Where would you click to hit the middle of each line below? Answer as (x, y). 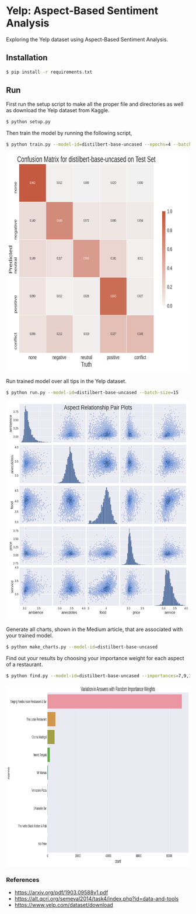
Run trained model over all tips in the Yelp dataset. (66, 381)
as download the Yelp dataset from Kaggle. (58, 111)
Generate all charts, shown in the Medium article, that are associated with (94, 629)
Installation (27, 58)
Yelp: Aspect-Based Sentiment (82, 11)
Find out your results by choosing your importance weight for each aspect (95, 658)
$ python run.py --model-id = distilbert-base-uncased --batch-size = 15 (92, 393)
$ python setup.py (28, 122)
